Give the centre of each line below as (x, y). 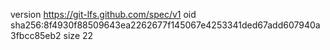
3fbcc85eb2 (36, 35)
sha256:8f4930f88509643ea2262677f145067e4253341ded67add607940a (165, 25)
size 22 (78, 35)
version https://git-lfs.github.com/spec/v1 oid (103, 14)
